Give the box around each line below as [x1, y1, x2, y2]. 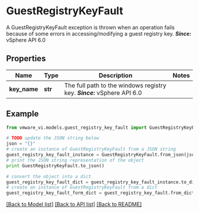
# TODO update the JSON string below [6, 135, 99, 141]
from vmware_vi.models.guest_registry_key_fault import [6, 125, 147, 131]
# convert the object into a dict [6, 173, 92, 179]
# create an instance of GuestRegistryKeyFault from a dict [6, 185, 158, 190]
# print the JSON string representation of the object [6, 157, 145, 163]
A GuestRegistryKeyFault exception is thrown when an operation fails [6, 24, 175, 31]
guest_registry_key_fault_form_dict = [6, 190, 102, 196]
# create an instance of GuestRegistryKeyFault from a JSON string [6, 147, 176, 152]
